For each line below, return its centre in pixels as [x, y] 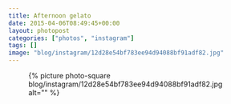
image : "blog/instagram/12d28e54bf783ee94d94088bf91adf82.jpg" [116, 53]
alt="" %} [44, 92]
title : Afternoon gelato [50, 16]
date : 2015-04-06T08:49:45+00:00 [64, 23]
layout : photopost [39, 30]
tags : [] [23, 46]
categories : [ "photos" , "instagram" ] [71, 38]
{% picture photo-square [69, 76]
